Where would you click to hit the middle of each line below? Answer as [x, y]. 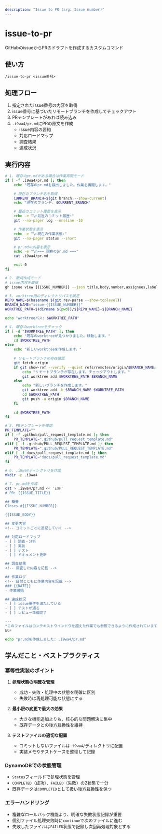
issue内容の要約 [35, 129]
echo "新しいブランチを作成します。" [55, 385]
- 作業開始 [14, 590]
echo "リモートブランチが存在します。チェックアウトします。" [76, 372]
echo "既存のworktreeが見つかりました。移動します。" [62, 336]
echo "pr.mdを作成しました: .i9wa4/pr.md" [46, 639]
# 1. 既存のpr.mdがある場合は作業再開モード [45, 176]
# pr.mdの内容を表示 [32, 247]
